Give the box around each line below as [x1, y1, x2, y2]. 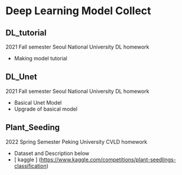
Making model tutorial [14, 55, 67, 61]
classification [14, 162, 47, 169]
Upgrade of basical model [14, 105, 78, 112]
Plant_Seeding [5, 122, 60, 132]
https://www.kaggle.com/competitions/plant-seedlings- [40, 155, 177, 163]
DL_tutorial [5, 28, 47, 38]
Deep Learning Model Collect [5, 4, 151, 18]
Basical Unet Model [14, 99, 62, 106]
